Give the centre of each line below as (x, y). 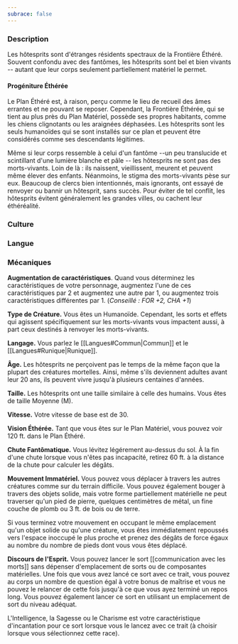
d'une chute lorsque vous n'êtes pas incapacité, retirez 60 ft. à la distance (116, 457)
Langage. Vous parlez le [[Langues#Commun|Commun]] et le (98, 343)
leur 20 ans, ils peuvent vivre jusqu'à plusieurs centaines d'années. (106, 380)
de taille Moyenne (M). (40, 401)
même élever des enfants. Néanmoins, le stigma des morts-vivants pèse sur (119, 176)
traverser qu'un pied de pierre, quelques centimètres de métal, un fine (110, 501)
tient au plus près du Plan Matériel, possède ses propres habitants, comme (117, 117)
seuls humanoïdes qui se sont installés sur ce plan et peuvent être (104, 132)
